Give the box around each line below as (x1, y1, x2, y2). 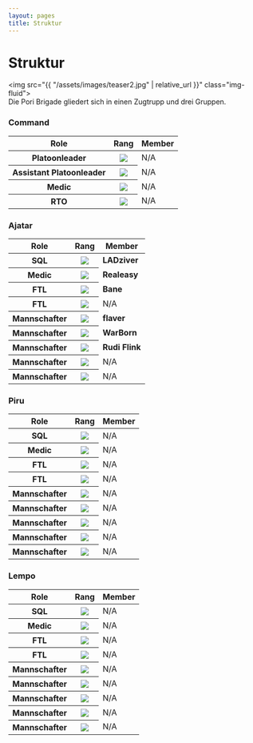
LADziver (102, 255, 139, 266)
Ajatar (8, 219, 34, 231)
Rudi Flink (102, 342, 141, 353)
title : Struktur (8, 19, 62, 27)
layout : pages (8, 11, 56, 20)
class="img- (204, 80, 245, 90)
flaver (102, 313, 126, 324)
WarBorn (102, 327, 137, 339)
